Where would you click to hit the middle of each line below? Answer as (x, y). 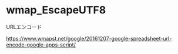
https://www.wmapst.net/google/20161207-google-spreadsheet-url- (89, 38)
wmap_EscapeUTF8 (56, 10)
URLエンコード (24, 27)
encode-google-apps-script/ (41, 45)
